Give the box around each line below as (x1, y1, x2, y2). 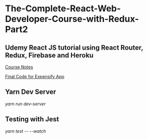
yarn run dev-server (5, 101, 46, 107)
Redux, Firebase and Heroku (5, 51, 94, 59)
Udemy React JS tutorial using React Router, (5, 43, 144, 52)
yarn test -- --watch (5, 128, 46, 134)
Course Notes (5, 64, 33, 70)
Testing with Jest (5, 115, 59, 123)
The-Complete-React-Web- (5, 3, 121, 14)
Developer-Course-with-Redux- (5, 13, 139, 25)
